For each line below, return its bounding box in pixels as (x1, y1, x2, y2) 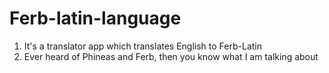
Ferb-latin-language (9, 7, 182, 30)
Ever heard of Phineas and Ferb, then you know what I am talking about (23, 50, 319, 62)
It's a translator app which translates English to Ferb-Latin (23, 40, 263, 52)
